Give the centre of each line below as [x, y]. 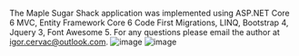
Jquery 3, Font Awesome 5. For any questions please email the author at [145, 32]
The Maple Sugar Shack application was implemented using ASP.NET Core [149, 13]
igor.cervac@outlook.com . [59, 42]
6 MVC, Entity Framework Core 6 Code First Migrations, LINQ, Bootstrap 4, [149, 23]
